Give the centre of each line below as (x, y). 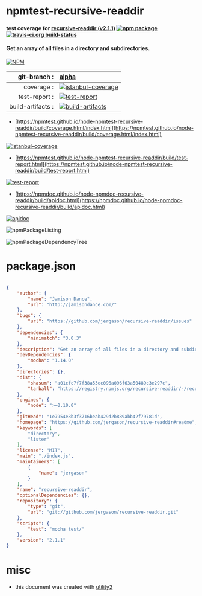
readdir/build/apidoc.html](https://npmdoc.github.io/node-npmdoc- (99, 200)
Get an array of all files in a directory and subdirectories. (78, 48)
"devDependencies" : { (44, 355)
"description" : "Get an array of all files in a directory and (98, 349)
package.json (41, 266)
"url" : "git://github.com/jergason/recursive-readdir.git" (103, 512)
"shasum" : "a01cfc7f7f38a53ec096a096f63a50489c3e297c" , (99, 383)
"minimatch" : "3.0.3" (55, 338)
